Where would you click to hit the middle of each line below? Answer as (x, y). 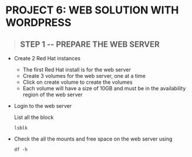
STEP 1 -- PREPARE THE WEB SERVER (90, 44)
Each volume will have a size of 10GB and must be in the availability (104, 88)
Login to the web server (43, 106)
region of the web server (53, 95)
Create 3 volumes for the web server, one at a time (84, 76)
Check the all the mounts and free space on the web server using (93, 139)
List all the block (34, 117)
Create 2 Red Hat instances (47, 58)
